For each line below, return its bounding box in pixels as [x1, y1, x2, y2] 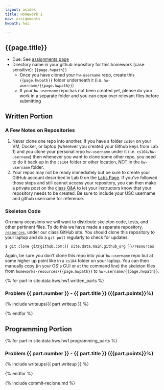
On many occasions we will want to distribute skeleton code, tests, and [5, 219, 148, 225]
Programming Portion [5, 325, 72, 333]
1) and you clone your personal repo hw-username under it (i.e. [12, 148, 136, 155]
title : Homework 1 [5, 12, 43, 17]
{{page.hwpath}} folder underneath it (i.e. [19, 77, 103, 83]
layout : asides [5, 7, 36, 12]
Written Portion [5, 112, 53, 121]
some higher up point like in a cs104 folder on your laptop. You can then [5, 258, 149, 264]
